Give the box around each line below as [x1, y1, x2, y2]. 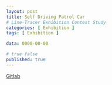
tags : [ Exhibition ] [6, 30, 59, 36]
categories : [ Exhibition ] [6, 24, 75, 31]
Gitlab [6, 72, 21, 79]
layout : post [6, 8, 38, 15]
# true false [6, 51, 38, 57]
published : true [6, 56, 46, 62]
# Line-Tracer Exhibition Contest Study [6, 19, 107, 25]
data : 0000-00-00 [6, 41, 49, 47]
